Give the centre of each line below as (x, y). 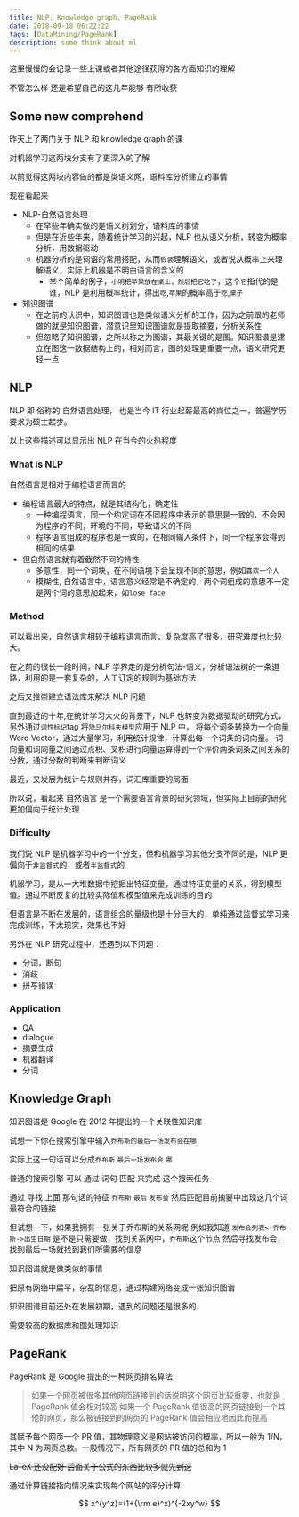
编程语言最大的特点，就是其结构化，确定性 (100, 503)
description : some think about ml (73, 42)
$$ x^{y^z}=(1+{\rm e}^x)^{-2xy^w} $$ (149, 1503)
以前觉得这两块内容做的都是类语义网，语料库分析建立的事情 (118, 177)
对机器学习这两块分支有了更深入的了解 (79, 158)
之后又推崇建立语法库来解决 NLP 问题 (78, 697)
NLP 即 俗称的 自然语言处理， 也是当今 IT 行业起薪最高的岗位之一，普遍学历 (148, 410)
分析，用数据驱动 (67, 248)
